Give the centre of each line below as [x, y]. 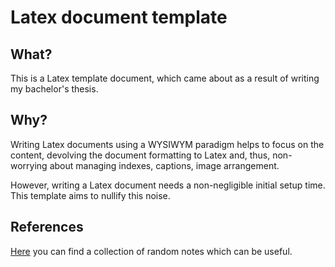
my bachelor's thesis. [54, 89]
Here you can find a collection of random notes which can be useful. [151, 251]
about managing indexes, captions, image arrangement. [164, 165]
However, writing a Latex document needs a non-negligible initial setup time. [168, 185]
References [47, 227]
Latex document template [119, 17]
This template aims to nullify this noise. [90, 195]
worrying [29, 165]
